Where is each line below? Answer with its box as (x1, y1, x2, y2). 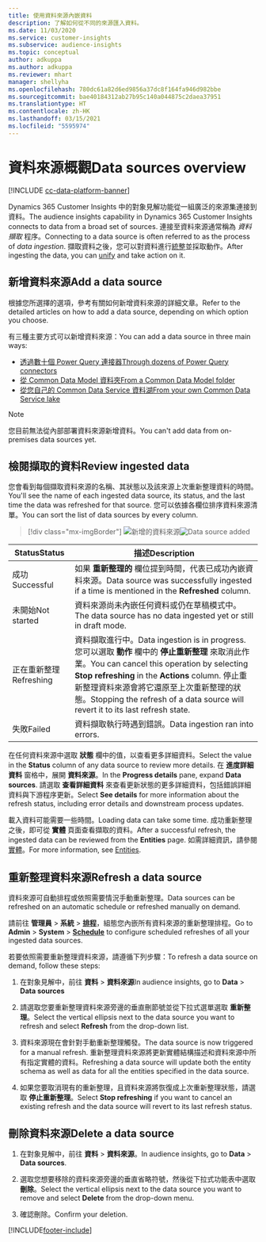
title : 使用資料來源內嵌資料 (8, 11, 93, 20)
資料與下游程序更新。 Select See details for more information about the (8, 790, 240, 800)
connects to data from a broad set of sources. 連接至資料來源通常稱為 (8, 221, 236, 231)
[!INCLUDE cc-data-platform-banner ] (8, 185, 131, 195)
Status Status (14, 548, 65, 559)
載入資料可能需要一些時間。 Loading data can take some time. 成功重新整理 (8, 816, 253, 825)
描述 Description (133, 548, 196, 559)
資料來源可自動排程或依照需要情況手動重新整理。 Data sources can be (8, 893, 235, 903)
